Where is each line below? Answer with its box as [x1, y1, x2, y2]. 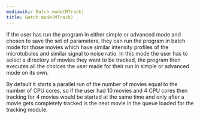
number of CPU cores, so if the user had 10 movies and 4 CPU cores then [6, 87, 188, 94]
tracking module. [6, 106, 48, 113]
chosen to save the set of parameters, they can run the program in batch [6, 37, 186, 44]
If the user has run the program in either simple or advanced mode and [6, 30, 181, 38]
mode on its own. [6, 69, 49, 76]
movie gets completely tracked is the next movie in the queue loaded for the [6, 99, 195, 106]
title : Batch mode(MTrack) [6, 14, 74, 20]
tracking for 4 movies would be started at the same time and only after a [6, 93, 184, 100]
